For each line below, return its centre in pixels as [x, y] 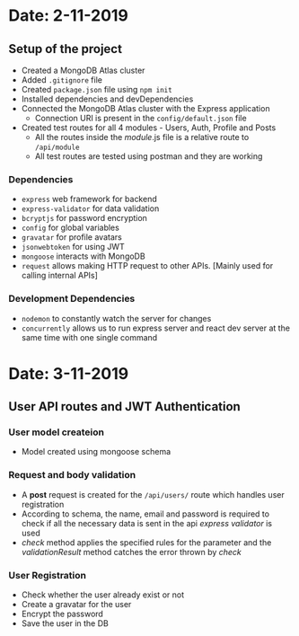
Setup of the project [66, 49]
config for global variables [70, 228]
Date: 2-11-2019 [69, 16]
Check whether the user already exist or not [103, 595]
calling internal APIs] [59, 276]
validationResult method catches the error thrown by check [131, 552]
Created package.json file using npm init [97, 89]
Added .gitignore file [62, 80]
